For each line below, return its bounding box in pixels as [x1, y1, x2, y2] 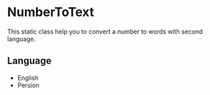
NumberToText [7, 4, 95, 20]
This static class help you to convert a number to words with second [7, 27, 203, 36]
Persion [17, 81, 40, 89]
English [17, 73, 39, 82]
